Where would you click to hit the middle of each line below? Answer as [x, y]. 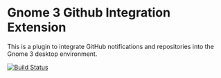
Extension [37, 27]
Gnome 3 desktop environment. [52, 54]
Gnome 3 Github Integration [89, 13]
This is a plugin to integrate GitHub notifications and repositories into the [111, 46]
